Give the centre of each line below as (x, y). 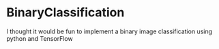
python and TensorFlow (40, 38)
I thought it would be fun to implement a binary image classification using (109, 31)
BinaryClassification (65, 13)
